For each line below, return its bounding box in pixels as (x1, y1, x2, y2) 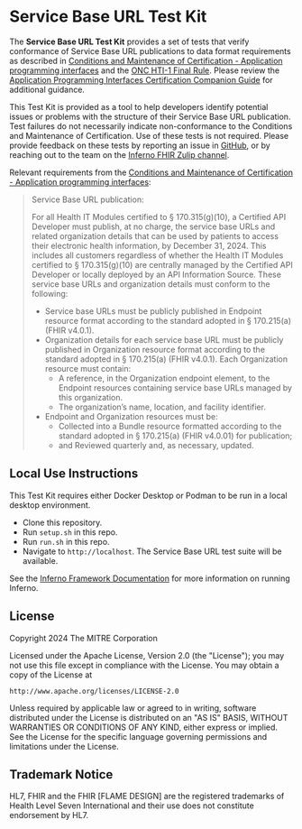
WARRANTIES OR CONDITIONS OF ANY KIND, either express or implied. (9, 722, 278, 732)
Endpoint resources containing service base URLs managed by (58, 382, 293, 393)
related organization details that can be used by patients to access (31, 230, 279, 241)
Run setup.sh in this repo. (22, 526, 118, 538)
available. (22, 555, 59, 566)
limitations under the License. (9, 741, 119, 751)
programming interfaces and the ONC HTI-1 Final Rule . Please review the (9, 65, 280, 76)
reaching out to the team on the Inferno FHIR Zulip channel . (9, 149, 230, 160)
